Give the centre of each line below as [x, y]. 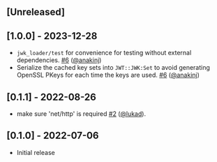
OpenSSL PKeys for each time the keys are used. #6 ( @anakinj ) [108, 75]
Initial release [36, 152]
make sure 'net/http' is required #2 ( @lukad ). [81, 114]
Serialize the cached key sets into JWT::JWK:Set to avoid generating [113, 68]
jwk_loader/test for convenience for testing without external [104, 53]
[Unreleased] [36, 12]
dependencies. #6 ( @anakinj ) [59, 60]
